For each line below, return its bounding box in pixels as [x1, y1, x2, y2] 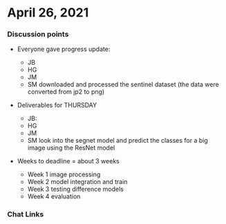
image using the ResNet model [27, 143, 115, 152]
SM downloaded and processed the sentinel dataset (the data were [27, 81, 219, 89]
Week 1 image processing [27, 170, 101, 179]
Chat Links [7, 210, 44, 219]
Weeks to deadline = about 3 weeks [17, 157, 120, 165]
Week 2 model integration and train [27, 178, 128, 186]
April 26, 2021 [7, 5, 89, 21]
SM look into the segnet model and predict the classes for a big [27, 136, 209, 145]
